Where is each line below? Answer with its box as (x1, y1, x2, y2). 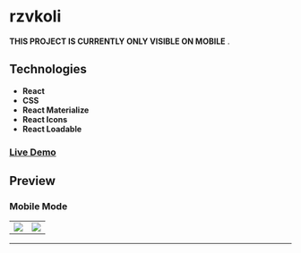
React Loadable (21, 123, 82, 134)
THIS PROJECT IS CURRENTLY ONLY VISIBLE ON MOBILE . (9, 36, 230, 46)
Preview (9, 173, 56, 189)
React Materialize (21, 105, 90, 115)
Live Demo (9, 146, 56, 158)
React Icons (21, 114, 68, 124)
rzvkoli (9, 6, 62, 27)
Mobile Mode (9, 199, 68, 212)
